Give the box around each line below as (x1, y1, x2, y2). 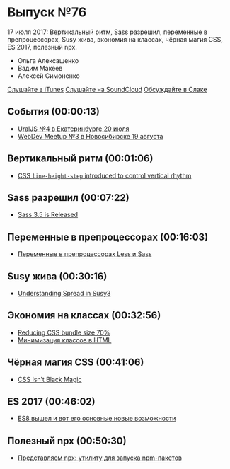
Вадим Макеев (17, 64, 63, 72)
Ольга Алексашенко (17, 56, 79, 64)
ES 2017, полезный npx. (7, 42, 78, 51)
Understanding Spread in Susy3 (17, 289, 111, 297)
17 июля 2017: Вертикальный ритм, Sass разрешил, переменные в (7, 28, 207, 36)
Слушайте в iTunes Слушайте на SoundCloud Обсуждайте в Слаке (7, 85, 207, 93)
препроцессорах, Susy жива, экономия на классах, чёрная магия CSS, (7, 35, 223, 43)
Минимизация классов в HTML (17, 335, 112, 344)
